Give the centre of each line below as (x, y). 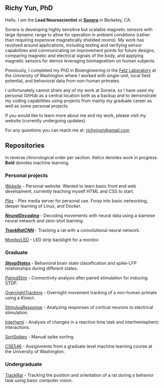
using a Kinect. (20, 298)
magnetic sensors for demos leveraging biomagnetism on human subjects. (80, 60)
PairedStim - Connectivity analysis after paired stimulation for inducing (76, 278)
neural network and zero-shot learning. (45, 221)
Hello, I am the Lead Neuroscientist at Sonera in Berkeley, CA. (68, 20)
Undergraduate (24, 364)
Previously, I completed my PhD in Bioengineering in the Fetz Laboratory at (81, 70)
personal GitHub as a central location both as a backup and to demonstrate (81, 95)
